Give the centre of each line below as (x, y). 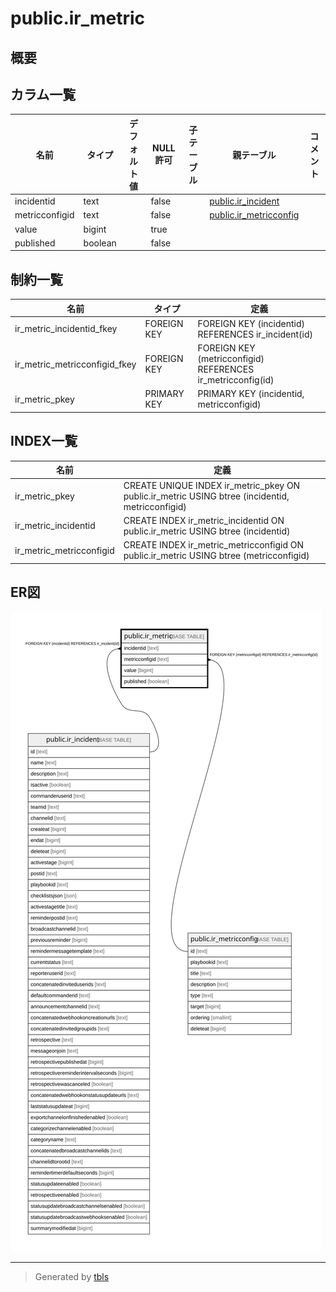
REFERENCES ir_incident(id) (255, 334)
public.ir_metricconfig (254, 215)
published (35, 243)
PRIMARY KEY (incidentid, (251, 394)
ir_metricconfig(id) (236, 380)
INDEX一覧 (44, 441)
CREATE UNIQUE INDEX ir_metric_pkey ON (212, 485)
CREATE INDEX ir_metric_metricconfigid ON (214, 545)
